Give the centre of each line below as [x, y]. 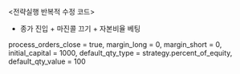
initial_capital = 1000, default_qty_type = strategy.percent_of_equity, [120, 53]
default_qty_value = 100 [47, 61]
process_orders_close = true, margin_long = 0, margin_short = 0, [115, 45]
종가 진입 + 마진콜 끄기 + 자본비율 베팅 [80, 29]
